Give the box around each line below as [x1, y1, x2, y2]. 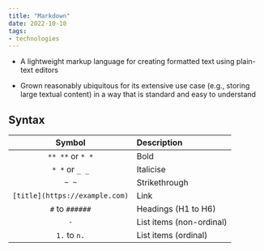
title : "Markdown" [8, 11, 70, 20]
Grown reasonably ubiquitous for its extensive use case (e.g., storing [19, 81, 250, 91]
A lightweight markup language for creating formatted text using [19, 57, 235, 66]
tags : [8, 27, 27, 35]
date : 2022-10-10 [8, 19, 67, 28]
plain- [236, 57, 257, 66]
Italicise [136, 164, 166, 175]
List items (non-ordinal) [136, 216, 228, 228]
